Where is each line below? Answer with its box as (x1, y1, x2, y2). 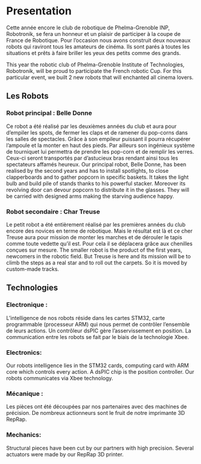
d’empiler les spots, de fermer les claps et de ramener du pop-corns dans (6, 129, 188, 136)
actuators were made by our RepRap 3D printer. (6, 450, 124, 458)
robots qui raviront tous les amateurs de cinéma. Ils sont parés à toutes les (6, 43, 190, 50)
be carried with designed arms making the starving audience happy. (6, 193, 175, 200)
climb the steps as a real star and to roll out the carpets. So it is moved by (6, 259, 187, 266)
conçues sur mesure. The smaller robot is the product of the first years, (6, 246, 182, 254)
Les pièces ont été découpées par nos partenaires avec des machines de (6, 403, 187, 410)
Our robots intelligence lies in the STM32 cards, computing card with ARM (6, 362, 190, 369)
